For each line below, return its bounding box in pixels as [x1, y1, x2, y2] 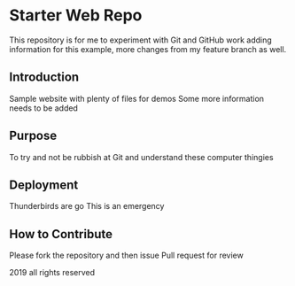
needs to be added [9, 103, 78, 113]
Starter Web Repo [9, 5, 143, 26]
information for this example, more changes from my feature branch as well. [9, 43, 287, 54]
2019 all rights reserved [9, 267, 96, 278]
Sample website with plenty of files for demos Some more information [9, 93, 264, 104]
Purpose [9, 128, 58, 143]
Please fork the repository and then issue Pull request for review [9, 250, 244, 261]
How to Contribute [9, 227, 113, 242]
